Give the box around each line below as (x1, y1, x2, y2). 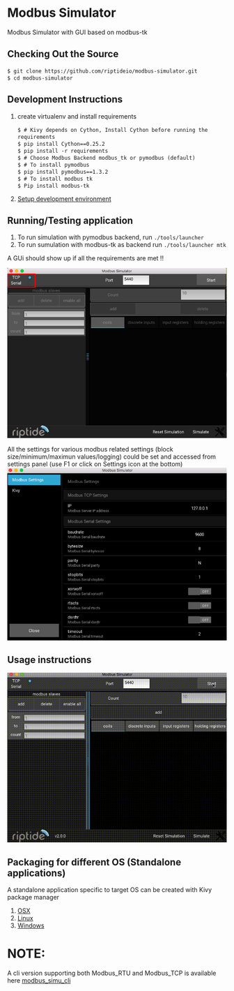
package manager (7, 893, 60, 902)
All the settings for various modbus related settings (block (7, 445, 173, 454)
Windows (17, 921, 45, 930)
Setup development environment (17, 194, 111, 203)
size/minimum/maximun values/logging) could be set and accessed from (7, 452, 217, 461)
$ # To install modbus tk (17, 175, 93, 182)
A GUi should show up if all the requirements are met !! (7, 254, 164, 262)
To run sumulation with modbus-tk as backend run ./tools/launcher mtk (17, 241, 226, 249)
